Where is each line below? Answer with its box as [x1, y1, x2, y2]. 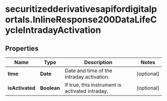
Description [84, 59, 113, 65]
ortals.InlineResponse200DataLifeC [5, 14, 157, 25]
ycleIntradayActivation [5, 25, 101, 36]
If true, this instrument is [65, 82, 122, 88]
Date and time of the [65, 67, 113, 74]
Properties [5, 44, 39, 52]
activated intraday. [65, 88, 108, 95]
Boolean [40, 85, 61, 91]
